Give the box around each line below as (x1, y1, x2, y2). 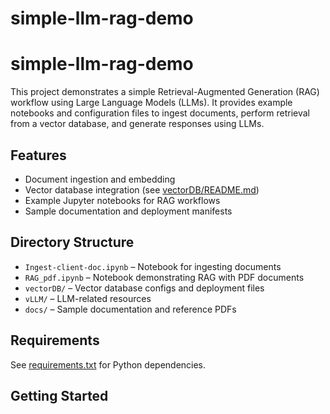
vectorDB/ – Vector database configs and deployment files (24, 282, 265, 294)
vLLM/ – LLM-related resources (24, 292, 152, 304)
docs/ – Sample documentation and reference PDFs (24, 303, 237, 315)
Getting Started (10, 387, 109, 404)
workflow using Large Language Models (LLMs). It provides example (10, 97, 293, 109)
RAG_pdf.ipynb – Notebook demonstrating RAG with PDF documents (24, 271, 305, 283)
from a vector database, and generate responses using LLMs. (10, 118, 265, 130)
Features (10, 147, 67, 164)
